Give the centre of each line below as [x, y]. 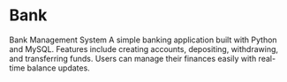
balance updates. [58, 68]
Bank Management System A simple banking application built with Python [143, 40]
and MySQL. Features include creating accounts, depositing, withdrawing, [144, 48]
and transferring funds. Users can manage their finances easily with [133, 58]
